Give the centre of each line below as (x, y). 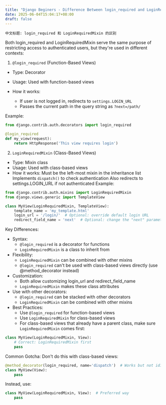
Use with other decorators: (40, 292)
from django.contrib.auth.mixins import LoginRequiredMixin (68, 192)
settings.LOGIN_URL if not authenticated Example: (63, 183)
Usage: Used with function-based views (53, 82)
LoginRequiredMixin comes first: (52, 329)
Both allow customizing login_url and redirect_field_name (78, 281)
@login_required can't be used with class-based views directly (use (89, 265)
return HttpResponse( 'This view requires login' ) (66, 143)
